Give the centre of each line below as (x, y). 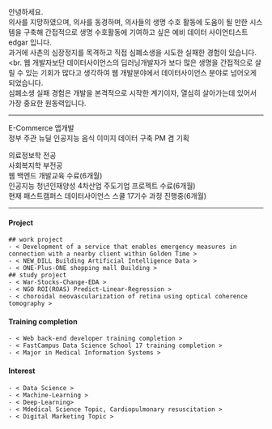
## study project (38, 275)
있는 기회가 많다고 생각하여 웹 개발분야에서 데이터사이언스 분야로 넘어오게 (141, 73)
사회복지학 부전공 (36, 165)
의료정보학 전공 (32, 155)
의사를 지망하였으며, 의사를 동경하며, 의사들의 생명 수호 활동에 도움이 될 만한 (128, 22)
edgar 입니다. (30, 42)
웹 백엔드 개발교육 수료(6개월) (55, 176)
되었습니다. (26, 83)
